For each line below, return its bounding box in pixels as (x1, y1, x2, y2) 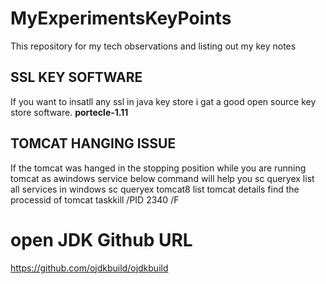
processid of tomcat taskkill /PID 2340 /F (10, 193, 180, 206)
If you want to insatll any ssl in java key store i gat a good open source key (10, 95, 317, 107)
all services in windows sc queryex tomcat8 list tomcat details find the (10, 183, 300, 195)
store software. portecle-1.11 (10, 106, 129, 118)
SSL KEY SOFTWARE (10, 69, 143, 86)
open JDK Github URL (10, 228, 193, 251)
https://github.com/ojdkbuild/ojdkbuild (10, 262, 169, 274)
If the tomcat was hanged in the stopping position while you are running (10, 162, 307, 174)
